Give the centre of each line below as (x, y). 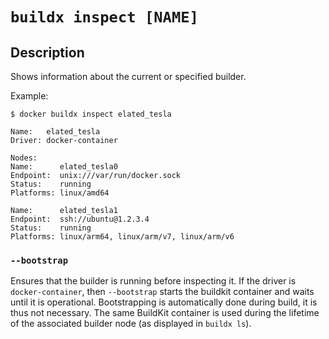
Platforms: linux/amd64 (60, 193)
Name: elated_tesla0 (64, 167)
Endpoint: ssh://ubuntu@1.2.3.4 (80, 219)
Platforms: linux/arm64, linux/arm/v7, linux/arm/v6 (122, 237)
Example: (29, 96)
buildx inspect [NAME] (104, 17)
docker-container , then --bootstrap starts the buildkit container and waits (162, 292)
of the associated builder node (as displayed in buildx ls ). (131, 324)
